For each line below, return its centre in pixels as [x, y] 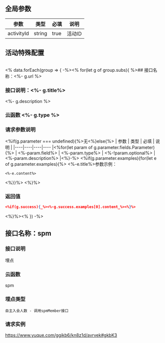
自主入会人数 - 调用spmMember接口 [37, 311]
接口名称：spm [28, 233]
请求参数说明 [21, 129]
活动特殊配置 [25, 53]
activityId [18, 33]
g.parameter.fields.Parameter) [124, 147]
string [41, 33]
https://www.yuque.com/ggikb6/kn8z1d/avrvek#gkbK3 [61, 335]
